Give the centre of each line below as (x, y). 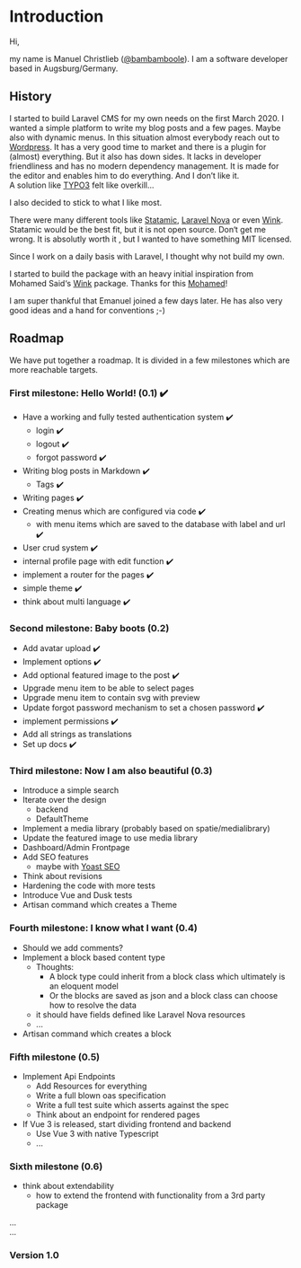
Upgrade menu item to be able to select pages (108, 688)
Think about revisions (62, 876)
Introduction (57, 17)
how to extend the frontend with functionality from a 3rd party (150, 1195)
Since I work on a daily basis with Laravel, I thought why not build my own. (147, 256)
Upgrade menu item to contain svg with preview (111, 698)
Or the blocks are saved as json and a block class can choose (164, 995)
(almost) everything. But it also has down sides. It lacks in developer (136, 156)
